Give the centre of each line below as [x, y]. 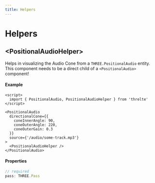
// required [17, 172]
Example [14, 85]
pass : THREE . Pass [23, 176]
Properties [16, 161]
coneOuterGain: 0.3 [33, 129]
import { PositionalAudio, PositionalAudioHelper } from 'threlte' [79, 99]
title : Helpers [20, 9]
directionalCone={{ [29, 116]
